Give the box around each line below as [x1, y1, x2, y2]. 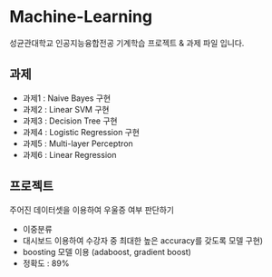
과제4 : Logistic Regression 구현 [22, 126, 141, 137]
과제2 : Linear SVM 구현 [22, 104, 110, 114]
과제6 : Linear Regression [22, 149, 117, 160]
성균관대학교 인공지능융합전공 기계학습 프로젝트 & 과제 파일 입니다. [9, 37, 245, 48]
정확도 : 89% [22, 257, 70, 269]
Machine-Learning [9, 6, 152, 27]
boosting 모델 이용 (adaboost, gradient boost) [22, 246, 192, 257]
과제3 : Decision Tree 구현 [22, 115, 118, 126]
